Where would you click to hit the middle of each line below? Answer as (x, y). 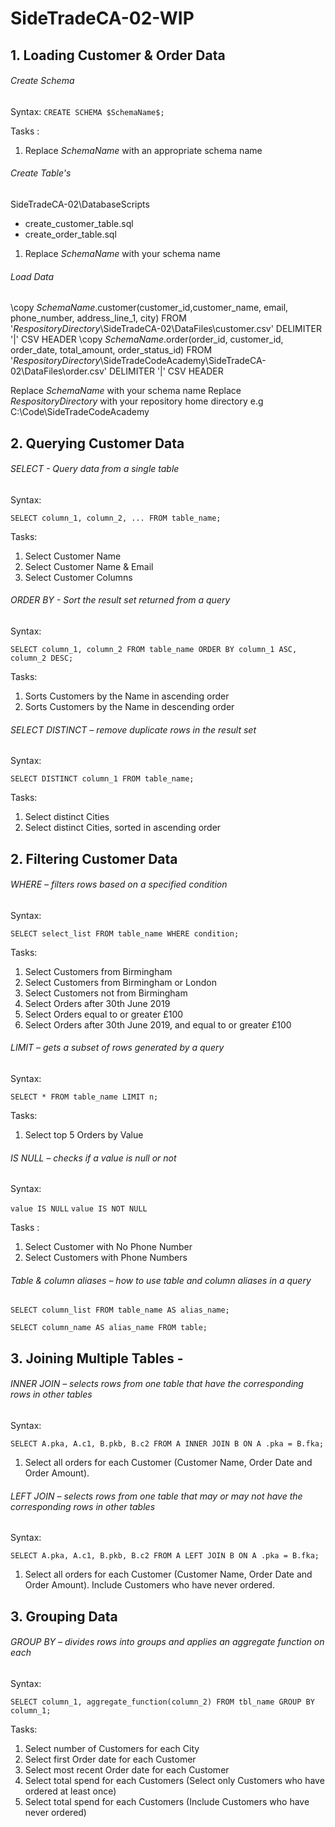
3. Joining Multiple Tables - (97, 1358)
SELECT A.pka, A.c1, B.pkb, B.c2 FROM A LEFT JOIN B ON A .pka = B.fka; (165, 1556)
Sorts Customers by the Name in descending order (129, 706)
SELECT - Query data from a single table (95, 469)
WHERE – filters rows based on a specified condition (119, 884)
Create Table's (41, 173)
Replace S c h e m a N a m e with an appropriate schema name (143, 150)
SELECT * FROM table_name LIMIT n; (84, 1097)
